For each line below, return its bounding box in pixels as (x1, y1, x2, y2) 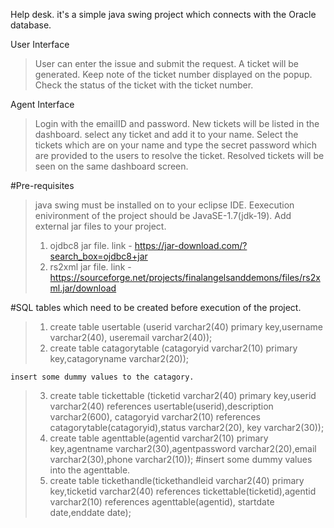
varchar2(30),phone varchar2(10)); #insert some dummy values (49, 454, 313, 465)
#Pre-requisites (10, 180, 75, 191)
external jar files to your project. (34, 220, 167, 232)
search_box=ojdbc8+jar (49, 250, 148, 262)
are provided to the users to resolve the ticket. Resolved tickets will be (34, 150, 325, 161)
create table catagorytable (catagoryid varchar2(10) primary (49, 342, 298, 354)
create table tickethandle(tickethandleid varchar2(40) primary (49, 475, 305, 486)
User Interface (10, 39, 70, 50)
